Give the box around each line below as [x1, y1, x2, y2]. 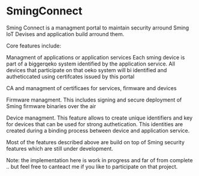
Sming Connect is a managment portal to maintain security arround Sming [6, 24, 189, 31]
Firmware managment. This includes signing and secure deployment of [6, 96, 182, 103]
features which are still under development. [6, 145, 114, 152]
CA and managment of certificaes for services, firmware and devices [6, 84, 177, 91]
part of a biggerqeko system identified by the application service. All [6, 60, 176, 67]
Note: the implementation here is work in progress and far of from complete [6, 156, 193, 163]
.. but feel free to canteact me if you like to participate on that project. [6, 163, 178, 170]
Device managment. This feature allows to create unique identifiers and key [6, 114, 193, 121]
